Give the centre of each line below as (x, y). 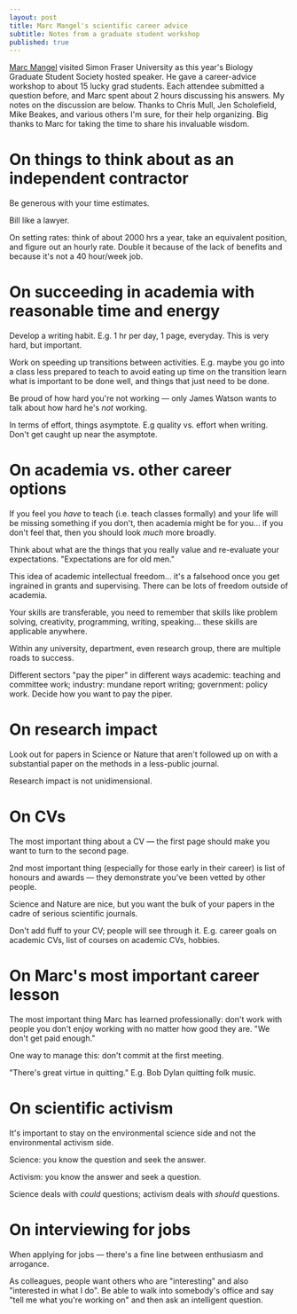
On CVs (38, 817)
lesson (35, 995)
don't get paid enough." (52, 1038)
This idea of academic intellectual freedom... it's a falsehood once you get (145, 577)
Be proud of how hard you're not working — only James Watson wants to (143, 398)
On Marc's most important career (134, 976)
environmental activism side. (61, 1142)
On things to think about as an (122, 160)
